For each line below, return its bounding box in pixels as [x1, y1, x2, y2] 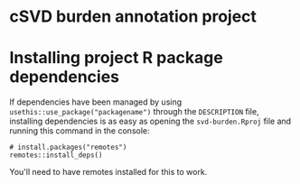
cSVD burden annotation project [9, 6, 258, 27]
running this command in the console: [9, 125, 151, 136]
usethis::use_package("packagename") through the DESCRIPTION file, [9, 106, 259, 117]
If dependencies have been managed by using [9, 97, 183, 107]
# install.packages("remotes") [9, 143, 127, 152]
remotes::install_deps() [9, 151, 103, 160]
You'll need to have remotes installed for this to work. [9, 167, 208, 178]
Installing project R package [9, 48, 223, 69]
